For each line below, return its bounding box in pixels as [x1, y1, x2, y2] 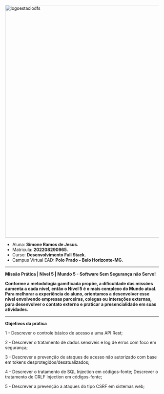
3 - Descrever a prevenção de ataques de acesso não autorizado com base [5, 354, 157, 360]
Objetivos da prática [5, 321, 47, 326]
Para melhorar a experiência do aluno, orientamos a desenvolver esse [5, 291, 150, 297]
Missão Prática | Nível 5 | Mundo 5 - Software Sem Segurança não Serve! [5, 271, 156, 277]
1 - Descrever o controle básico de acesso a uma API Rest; [5, 330, 123, 336]
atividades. [5, 307, 28, 312]
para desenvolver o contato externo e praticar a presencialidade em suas [5, 301, 157, 307]
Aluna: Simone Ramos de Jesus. [12, 242, 79, 247]
